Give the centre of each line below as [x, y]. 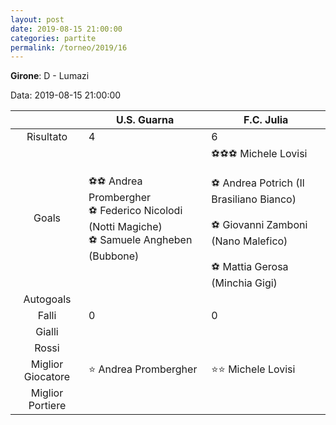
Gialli [47, 332]
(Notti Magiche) [125, 226]
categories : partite [53, 38]
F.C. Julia [266, 120]
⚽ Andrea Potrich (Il [258, 183]
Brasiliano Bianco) [254, 199]
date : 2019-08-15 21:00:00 [66, 29]
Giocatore [47, 377]
